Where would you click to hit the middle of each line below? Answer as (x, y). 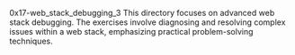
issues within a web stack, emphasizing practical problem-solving (131, 31)
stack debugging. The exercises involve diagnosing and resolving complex (147, 22)
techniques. (31, 41)
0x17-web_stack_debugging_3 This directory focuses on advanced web (142, 13)
